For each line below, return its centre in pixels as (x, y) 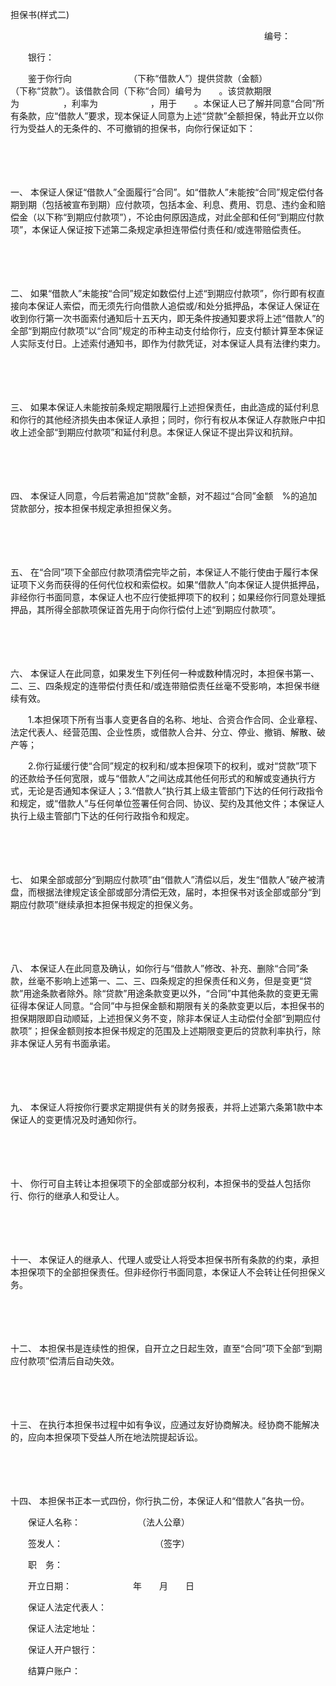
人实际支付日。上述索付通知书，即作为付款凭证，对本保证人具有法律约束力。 (168, 343)
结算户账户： (54, 1671)
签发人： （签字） (108, 1543)
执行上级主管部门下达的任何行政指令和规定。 (102, 816)
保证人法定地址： (62, 1628)
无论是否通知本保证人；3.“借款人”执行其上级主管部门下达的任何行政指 (171, 791)
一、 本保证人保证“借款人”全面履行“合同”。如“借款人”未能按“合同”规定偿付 (163, 192)
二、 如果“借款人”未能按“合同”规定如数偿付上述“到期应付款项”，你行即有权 (163, 293)
